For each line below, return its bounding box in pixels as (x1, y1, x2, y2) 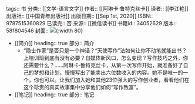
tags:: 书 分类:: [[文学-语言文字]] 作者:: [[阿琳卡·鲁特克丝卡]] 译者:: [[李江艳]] (6, 5, 189, 12)
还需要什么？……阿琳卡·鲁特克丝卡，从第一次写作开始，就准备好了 (23, 62, 183, 69)
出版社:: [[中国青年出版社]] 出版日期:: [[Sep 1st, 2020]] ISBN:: (6, 12, 153, 19)
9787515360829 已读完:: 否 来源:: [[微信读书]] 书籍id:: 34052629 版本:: (6, 20, 177, 26)
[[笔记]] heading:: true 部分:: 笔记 (14, 91, 95, 98)
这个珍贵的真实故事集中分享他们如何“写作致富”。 (23, 84, 142, 90)
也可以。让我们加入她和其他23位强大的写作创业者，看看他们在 (39, 76, 190, 83)
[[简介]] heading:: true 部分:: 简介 (14, 40, 95, 46)
